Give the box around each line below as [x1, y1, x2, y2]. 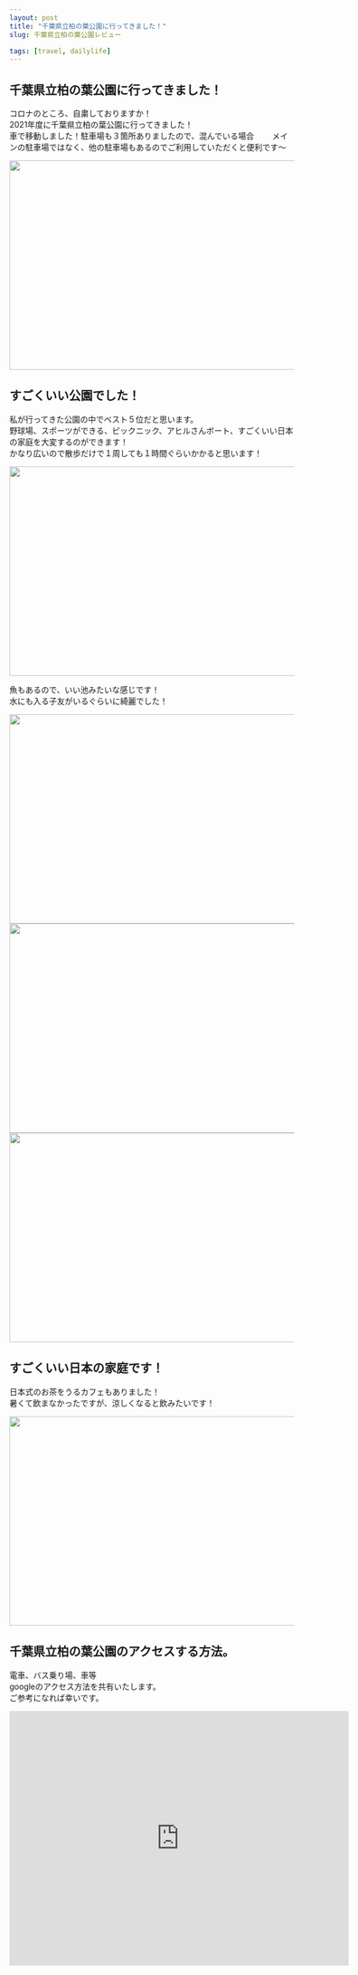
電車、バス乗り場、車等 [9, 1669, 97, 1680]
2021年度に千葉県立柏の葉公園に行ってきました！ [9, 119, 193, 130]
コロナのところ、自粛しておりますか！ [9, 108, 152, 119]
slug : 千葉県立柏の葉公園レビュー [9, 30, 122, 39]
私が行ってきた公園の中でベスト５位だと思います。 [9, 414, 199, 425]
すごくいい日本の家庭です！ [9, 1360, 165, 1376]
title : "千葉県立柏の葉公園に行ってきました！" [9, 22, 167, 31]
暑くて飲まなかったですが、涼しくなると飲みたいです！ [9, 1398, 215, 1408]
